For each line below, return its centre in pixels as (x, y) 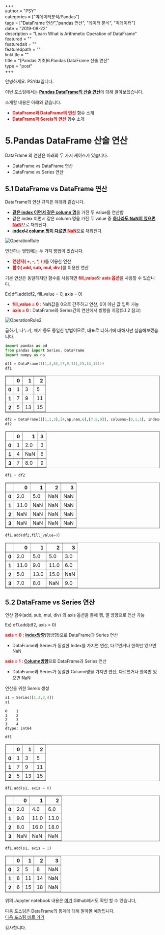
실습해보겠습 (146, 330)
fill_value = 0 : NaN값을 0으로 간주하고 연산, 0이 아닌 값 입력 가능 (75, 304)
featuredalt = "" (21, 44)
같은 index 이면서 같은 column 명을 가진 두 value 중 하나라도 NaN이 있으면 (84, 218)
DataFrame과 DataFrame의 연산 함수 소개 (53, 113)
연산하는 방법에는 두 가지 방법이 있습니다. (44, 251)
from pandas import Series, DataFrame (45, 350)
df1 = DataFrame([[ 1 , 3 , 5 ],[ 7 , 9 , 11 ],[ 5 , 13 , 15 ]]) (55, 364)
